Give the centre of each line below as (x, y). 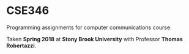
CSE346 (28, 11)
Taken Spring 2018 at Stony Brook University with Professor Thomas (95, 39)
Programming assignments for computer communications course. (89, 27)
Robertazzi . (21, 46)
